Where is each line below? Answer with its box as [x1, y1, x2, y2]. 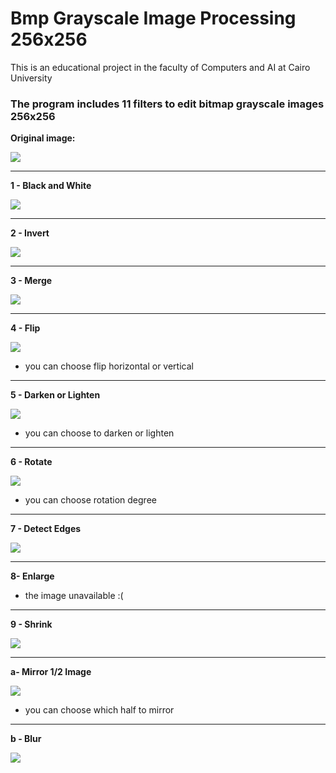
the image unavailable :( [24, 590, 124, 602]
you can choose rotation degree [24, 494, 157, 506]
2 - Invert [10, 227, 50, 239]
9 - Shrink [10, 618, 53, 631]
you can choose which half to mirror [24, 704, 175, 716]
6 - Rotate [10, 456, 53, 468]
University [10, 72, 53, 84]
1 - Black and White [10, 180, 92, 192]
